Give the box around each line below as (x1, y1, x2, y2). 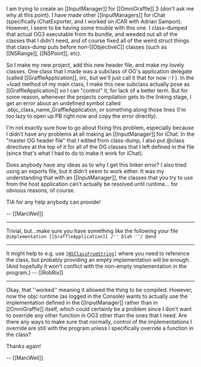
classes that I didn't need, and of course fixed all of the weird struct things (6, 37, 190, 44)
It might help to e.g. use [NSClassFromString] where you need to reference (6, 250, 190, 257)
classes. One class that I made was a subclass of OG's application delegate (6, 68, 193, 74)
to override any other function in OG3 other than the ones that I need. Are (6, 312, 187, 319)
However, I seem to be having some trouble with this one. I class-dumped (6, 24, 187, 31)
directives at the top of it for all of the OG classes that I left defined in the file (6, 144, 194, 150)
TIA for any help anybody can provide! (6, 198, 101, 205)
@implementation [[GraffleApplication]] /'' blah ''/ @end (6, 234, 157, 240)
